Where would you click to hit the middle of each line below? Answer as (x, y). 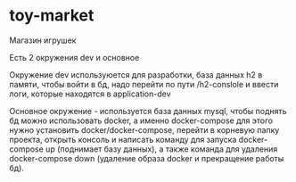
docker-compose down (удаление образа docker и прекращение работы (147, 158)
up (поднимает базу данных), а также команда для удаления (162, 149)
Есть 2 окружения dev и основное (74, 57)
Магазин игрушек (43, 40)
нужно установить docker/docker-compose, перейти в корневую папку (144, 129)
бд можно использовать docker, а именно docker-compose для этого (141, 120)
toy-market (52, 16)
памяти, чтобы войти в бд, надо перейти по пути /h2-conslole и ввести (144, 84)
